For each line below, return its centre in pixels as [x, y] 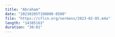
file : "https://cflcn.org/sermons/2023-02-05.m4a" [58, 18]
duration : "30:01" [24, 27]
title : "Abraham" [23, 9]
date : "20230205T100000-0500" [36, 14]
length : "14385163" [25, 23]
